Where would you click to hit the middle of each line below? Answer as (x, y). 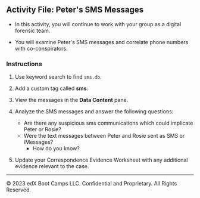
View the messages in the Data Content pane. (71, 100)
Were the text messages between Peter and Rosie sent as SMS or (104, 136)
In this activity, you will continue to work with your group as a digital (98, 24)
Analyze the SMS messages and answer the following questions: (94, 112)
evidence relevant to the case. (52, 166)
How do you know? (56, 148)
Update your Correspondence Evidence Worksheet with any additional (101, 160)
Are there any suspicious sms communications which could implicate (108, 123)
